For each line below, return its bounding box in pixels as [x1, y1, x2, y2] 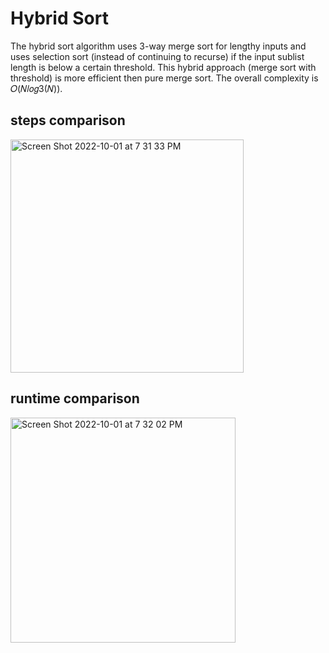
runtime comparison [10, 390, 140, 407]
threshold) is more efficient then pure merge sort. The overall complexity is [10, 72, 319, 84]
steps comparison [10, 112, 126, 129]
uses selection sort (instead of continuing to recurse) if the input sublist [10, 50, 305, 62]
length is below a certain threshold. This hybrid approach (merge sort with [10, 61, 317, 73]
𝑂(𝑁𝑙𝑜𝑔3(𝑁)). [10, 82, 63, 94]
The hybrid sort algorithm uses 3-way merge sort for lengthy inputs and [10, 40, 307, 52]
